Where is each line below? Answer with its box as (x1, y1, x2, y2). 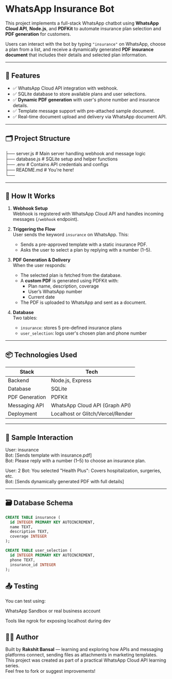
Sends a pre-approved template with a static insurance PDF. (20, 241, 147, 248)
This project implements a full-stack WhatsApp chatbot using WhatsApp (5, 20, 159, 26)
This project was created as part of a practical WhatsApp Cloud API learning (5, 657, 166, 664)
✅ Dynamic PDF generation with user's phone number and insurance (12, 96, 160, 102)
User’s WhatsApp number (28, 289, 83, 295)
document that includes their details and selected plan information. (5, 52, 147, 58)
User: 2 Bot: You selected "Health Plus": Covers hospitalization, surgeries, (5, 467, 162, 474)
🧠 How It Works (5, 192, 55, 200)
